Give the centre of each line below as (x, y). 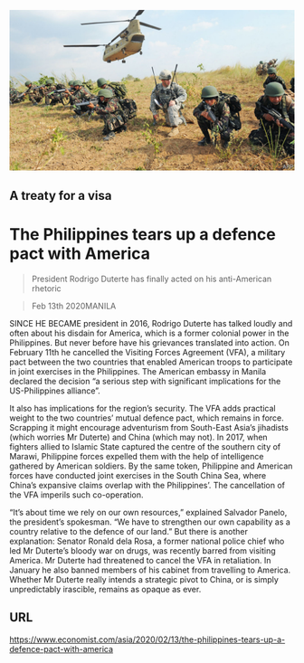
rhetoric (46, 288)
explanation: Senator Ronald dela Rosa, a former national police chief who (147, 541)
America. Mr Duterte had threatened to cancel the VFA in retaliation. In (140, 560)
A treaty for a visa (61, 195)
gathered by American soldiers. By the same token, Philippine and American (151, 466)
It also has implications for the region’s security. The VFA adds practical (142, 408)
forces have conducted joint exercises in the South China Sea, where (138, 475)
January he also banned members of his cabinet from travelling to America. (150, 570)
